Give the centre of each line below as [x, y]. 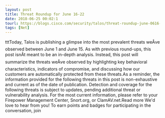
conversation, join [23, 111]
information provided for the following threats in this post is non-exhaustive [81, 79]
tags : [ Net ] [17, 28]
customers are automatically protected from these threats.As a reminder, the [82, 74]
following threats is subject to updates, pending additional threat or [73, 90]
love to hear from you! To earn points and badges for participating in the [78, 105]
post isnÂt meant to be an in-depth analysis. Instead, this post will [72, 55]
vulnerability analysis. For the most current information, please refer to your [82, 95]
